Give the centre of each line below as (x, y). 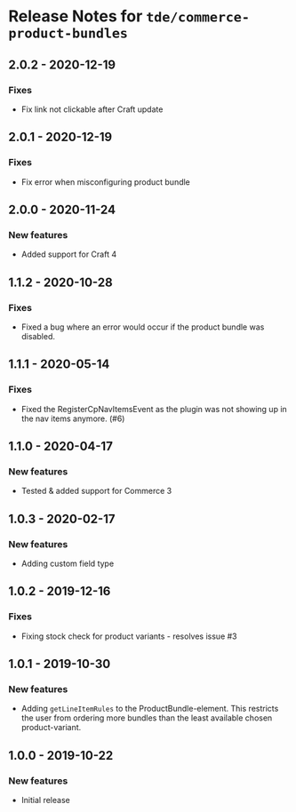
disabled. (38, 336)
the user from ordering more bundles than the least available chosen (147, 718)
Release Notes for (76, 16)
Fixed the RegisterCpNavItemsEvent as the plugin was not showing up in (154, 409)
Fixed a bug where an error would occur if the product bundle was (143, 327)
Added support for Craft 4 (69, 254)
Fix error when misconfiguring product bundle (105, 182)
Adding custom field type (68, 563)
